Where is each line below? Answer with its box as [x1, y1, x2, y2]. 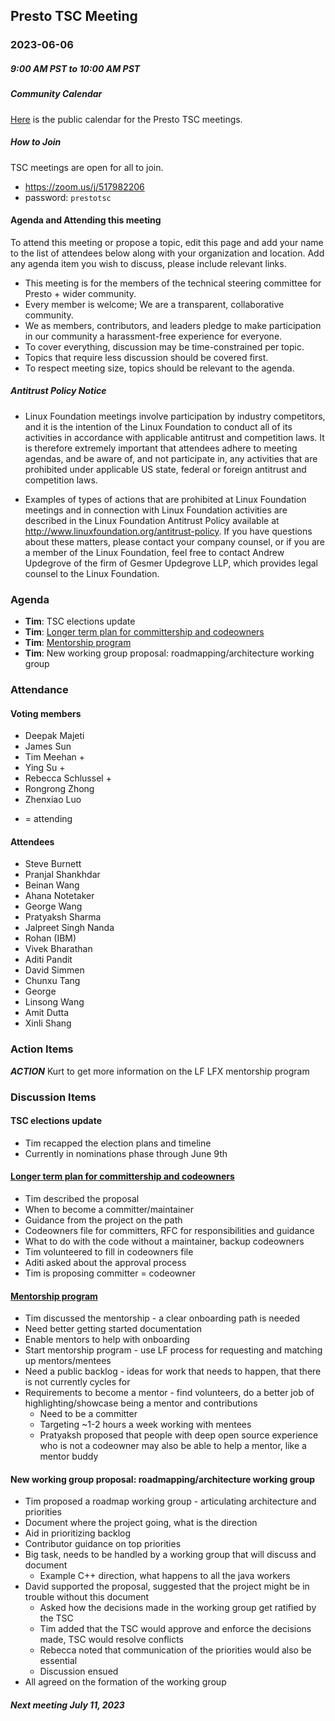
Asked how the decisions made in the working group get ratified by [39, 1602, 317, 1614]
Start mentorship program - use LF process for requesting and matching [24, 1344, 323, 1356]
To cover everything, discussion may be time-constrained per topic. [24, 340, 305, 353]
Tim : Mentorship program [24, 637, 132, 649]
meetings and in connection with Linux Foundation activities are [24, 504, 288, 516]
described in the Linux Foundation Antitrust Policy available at [24, 514, 280, 526]
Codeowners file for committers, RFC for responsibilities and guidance [24, 1225, 315, 1237]
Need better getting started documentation [24, 1323, 202, 1335]
